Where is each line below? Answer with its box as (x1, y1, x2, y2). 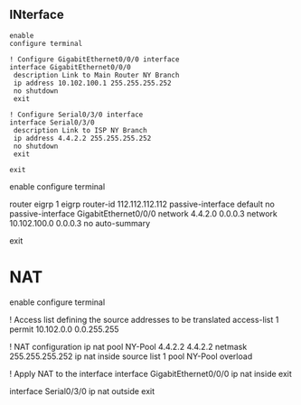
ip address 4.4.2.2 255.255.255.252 (13, 133, 152, 143)
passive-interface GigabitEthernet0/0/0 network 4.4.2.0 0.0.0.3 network (9, 207, 278, 219)
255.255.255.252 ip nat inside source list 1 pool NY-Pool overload (9, 351, 253, 362)
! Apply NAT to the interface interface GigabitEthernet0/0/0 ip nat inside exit (9, 368, 292, 379)
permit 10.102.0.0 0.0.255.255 (9, 324, 119, 335)
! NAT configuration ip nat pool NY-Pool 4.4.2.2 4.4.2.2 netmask (9, 341, 248, 352)
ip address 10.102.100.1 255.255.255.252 (13, 78, 172, 87)
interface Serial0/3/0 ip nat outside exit (9, 385, 155, 396)
